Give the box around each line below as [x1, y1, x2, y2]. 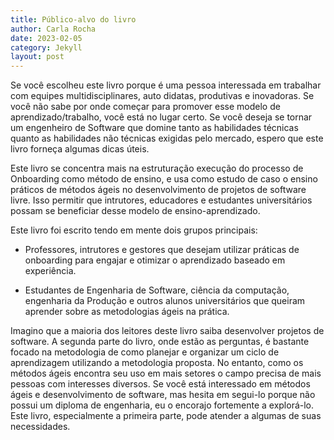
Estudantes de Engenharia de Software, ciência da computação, [24, 284, 290, 296]
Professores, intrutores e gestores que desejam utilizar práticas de [24, 244, 300, 256]
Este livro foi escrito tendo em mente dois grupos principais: [10, 224, 258, 236]
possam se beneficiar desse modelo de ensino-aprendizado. [10, 205, 261, 217]
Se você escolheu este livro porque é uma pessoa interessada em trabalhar [10, 79, 322, 91]
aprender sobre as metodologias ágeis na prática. [24, 306, 230, 318]
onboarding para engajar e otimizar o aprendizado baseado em [24, 254, 286, 266]
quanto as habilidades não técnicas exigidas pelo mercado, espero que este [10, 132, 324, 145]
